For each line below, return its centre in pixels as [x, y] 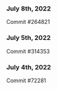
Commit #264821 [28, 22]
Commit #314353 [28, 51]
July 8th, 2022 [28, 9]
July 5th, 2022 [28, 38]
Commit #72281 [26, 80]
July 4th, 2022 [29, 67]
